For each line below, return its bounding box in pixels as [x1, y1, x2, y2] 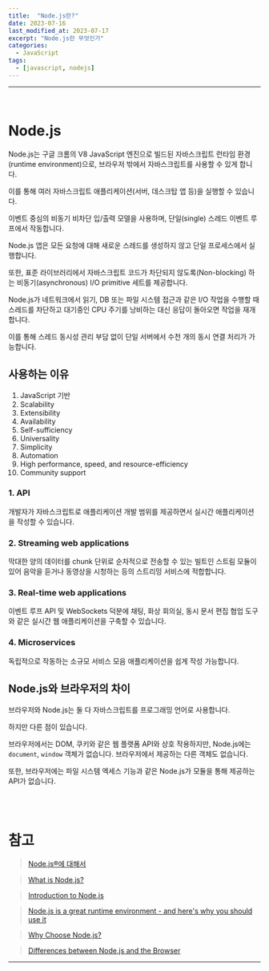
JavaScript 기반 [19, 390, 70, 400]
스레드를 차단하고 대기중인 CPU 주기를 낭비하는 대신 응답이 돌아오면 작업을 [8, 304, 242, 314]
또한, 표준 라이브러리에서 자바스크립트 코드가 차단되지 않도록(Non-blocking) [8, 267, 247, 277]
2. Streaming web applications [8, 537, 130, 548]
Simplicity [19, 442, 53, 452]
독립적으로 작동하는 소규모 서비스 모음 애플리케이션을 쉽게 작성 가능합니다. [8, 656, 239, 666]
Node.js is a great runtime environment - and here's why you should [27, 906, 253, 916]
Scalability [19, 399, 54, 409]
